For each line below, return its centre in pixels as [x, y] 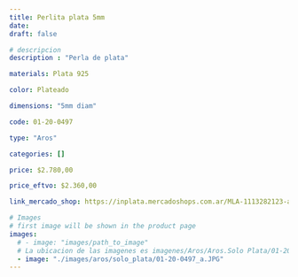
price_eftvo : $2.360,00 [53, 186]
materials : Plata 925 [49, 74]
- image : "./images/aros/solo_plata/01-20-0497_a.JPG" [121, 259]
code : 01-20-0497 [41, 122]
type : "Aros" [33, 138]
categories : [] [37, 154]
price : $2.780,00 [41, 170]
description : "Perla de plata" [69, 58]
